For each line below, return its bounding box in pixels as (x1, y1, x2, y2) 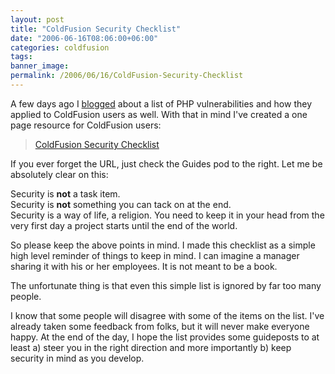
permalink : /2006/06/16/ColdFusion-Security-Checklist (10, 71, 244, 81)
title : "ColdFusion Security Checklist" (10, 24, 182, 34)
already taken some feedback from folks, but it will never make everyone (10, 320, 310, 332)
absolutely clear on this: (10, 168, 109, 180)
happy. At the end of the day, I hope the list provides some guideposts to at (10, 331, 320, 343)
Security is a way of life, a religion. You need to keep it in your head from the (10, 209, 325, 221)
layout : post (10, 14, 65, 25)
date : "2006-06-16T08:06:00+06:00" (10, 33, 159, 43)
